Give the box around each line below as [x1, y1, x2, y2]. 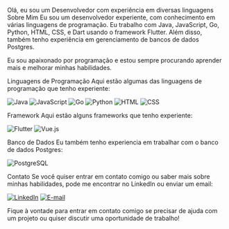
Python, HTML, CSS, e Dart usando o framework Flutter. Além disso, [7, 28, 203, 36]
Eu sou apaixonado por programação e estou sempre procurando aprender [7, 56, 222, 65]
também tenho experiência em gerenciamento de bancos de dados [7, 35, 199, 44]
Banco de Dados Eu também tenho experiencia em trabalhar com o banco [7, 138, 219, 146]
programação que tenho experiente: [7, 85, 110, 92]
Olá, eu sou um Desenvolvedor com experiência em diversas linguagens [7, 6, 214, 14]
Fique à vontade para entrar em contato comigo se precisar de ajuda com [7, 207, 218, 214]
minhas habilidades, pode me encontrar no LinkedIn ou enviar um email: [7, 180, 213, 188]
